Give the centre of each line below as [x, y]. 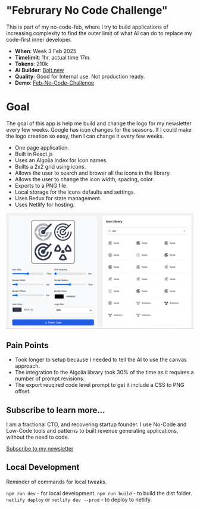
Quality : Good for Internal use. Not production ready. [80, 76]
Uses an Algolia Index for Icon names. [61, 160]
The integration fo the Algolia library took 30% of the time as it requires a [104, 373]
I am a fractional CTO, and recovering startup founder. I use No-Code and [96, 424]
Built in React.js [34, 154]
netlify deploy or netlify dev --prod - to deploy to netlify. [79, 499]
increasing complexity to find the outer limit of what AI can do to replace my [99, 33]
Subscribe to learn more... [56, 410]
